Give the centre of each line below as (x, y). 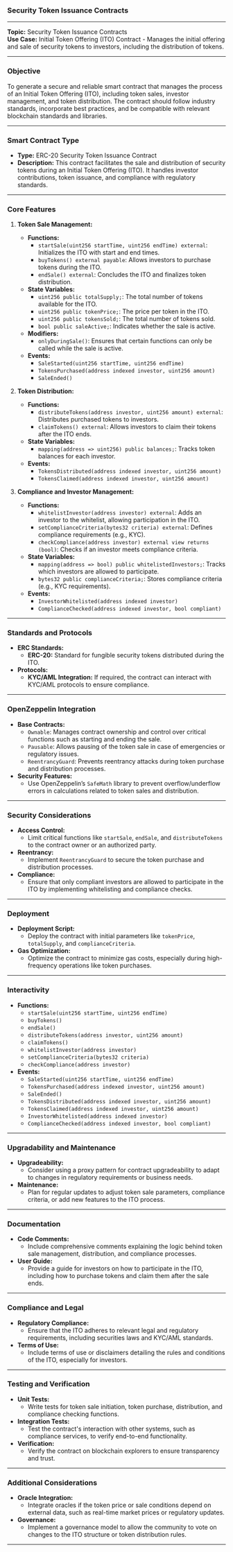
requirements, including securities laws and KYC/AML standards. (120, 1338)
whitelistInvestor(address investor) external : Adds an (120, 512)
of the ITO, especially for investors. (78, 1360)
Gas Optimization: (44, 951)
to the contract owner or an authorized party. (92, 845)
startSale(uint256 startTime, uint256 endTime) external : (123, 245)
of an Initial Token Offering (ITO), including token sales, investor (98, 94)
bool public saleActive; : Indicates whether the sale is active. (127, 326)
